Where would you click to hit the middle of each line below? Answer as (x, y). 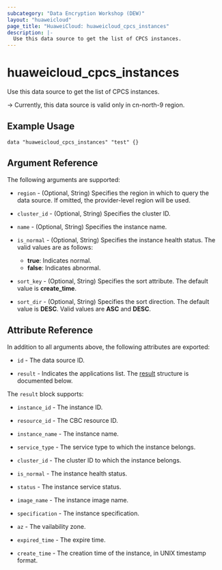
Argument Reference (53, 163)
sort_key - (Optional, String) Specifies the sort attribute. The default (112, 281)
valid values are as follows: (55, 247)
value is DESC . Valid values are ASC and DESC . (84, 309)
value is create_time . (47, 288)
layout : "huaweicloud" (39, 20)
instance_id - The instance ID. (60, 407)
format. (27, 560)
